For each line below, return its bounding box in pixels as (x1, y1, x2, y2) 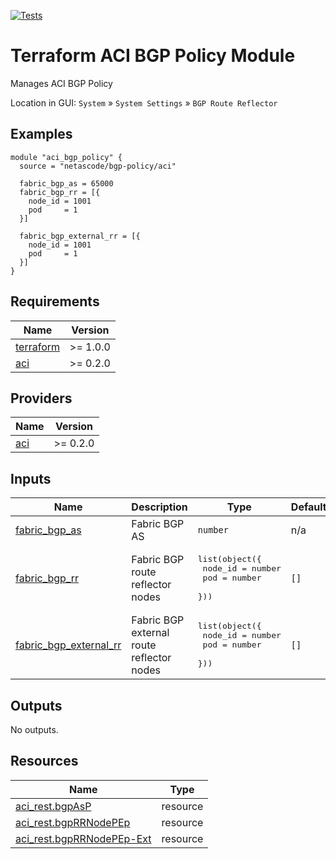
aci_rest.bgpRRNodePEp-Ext (15, 831, 152, 845)
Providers (10, 390, 73, 407)
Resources (10, 753, 79, 770)
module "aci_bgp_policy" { (10, 152, 123, 162)
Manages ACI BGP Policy (10, 77, 113, 89)
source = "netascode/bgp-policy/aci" (19, 161, 177, 171)
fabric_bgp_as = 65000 (19, 178, 114, 189)
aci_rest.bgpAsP (15, 799, 92, 813)
